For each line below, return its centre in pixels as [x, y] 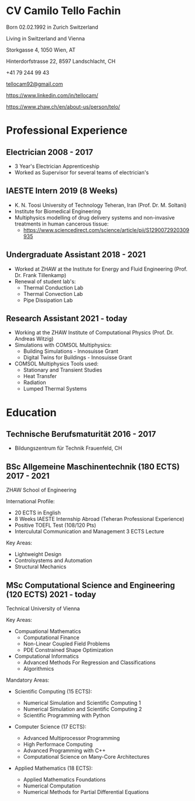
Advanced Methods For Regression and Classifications [90, 662]
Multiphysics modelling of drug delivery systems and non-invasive [95, 217]
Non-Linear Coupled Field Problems [66, 644]
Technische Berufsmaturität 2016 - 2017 [81, 434]
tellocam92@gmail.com [35, 84]
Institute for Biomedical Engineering [58, 211]
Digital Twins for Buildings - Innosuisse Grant [78, 358]
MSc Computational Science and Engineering [90, 585]
